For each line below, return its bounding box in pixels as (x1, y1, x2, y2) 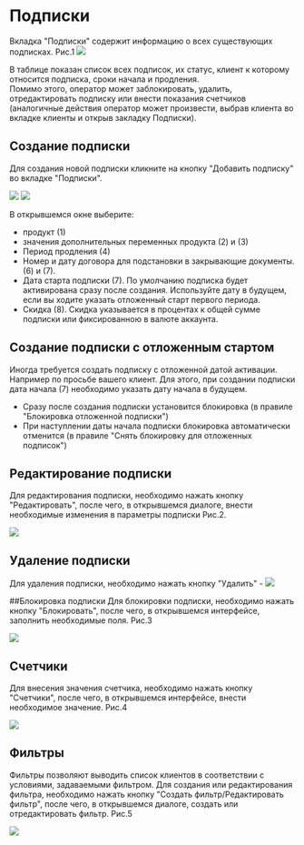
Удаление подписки (9, 552, 131, 568)
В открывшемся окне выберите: (9, 208, 134, 219)
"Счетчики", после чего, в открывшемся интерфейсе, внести (9, 692, 247, 703)
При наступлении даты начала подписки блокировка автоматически (22, 420, 290, 431)
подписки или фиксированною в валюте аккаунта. (22, 313, 219, 324)
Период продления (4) (22, 246, 111, 257)
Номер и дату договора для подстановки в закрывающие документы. (22, 256, 295, 267)
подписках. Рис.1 (9, 46, 75, 57)
